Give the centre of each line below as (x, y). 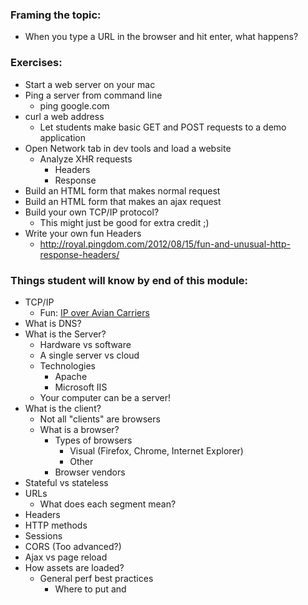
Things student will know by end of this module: (129, 280)
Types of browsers (93, 440)
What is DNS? (53, 323)
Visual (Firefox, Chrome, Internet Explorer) (156, 450)
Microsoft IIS (81, 387)
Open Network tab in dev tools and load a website (128, 148)
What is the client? (63, 408)
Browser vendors (90, 472)
